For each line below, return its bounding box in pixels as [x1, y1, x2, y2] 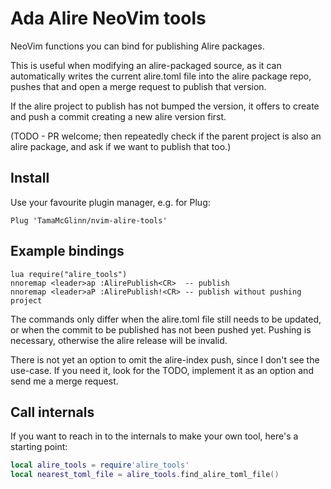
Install [10, 170, 50, 187]
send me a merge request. [10, 375, 119, 387]
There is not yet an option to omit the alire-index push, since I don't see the [10, 353, 320, 366]
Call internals [10, 403, 95, 421]
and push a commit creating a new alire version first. [10, 110, 227, 122]
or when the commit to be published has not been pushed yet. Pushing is [10, 323, 312, 336]
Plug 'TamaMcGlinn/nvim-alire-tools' [10, 215, 168, 226]
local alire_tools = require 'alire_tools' [10, 460, 190, 471]
